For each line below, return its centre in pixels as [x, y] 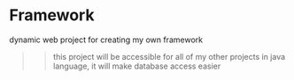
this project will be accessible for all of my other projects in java [169, 56]
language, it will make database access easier [137, 66]
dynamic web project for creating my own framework [106, 40]
